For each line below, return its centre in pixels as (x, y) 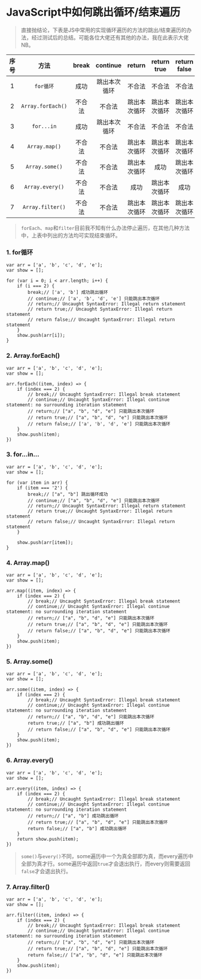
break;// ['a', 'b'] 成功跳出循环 (68, 293)
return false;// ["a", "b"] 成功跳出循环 (77, 828)
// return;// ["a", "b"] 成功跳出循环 (73, 816)
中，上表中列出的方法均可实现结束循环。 (71, 235)
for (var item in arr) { (37, 482)
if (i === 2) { (36, 286)
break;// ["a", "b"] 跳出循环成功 (68, 494)
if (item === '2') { (42, 488)
